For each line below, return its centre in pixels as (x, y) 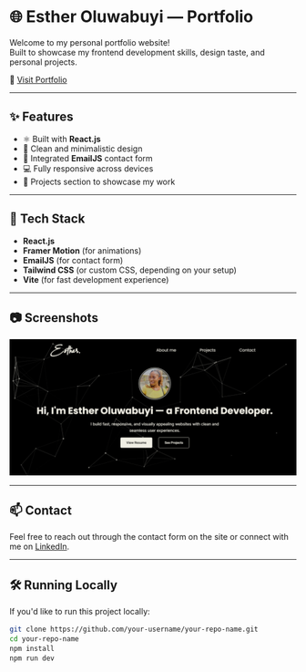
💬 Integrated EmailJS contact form (87, 158)
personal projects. (43, 62)
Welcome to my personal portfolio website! (90, 42)
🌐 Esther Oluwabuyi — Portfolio (132, 17)
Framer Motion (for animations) (82, 250)
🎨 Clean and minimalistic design (82, 149)
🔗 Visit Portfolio (38, 79)
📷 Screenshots (54, 318)
